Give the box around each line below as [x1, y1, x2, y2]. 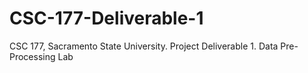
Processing [9, 50, 56, 62]
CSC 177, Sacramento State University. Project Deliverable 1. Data [9, 40, 279, 52]
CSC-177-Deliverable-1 [9, 7, 204, 30]
